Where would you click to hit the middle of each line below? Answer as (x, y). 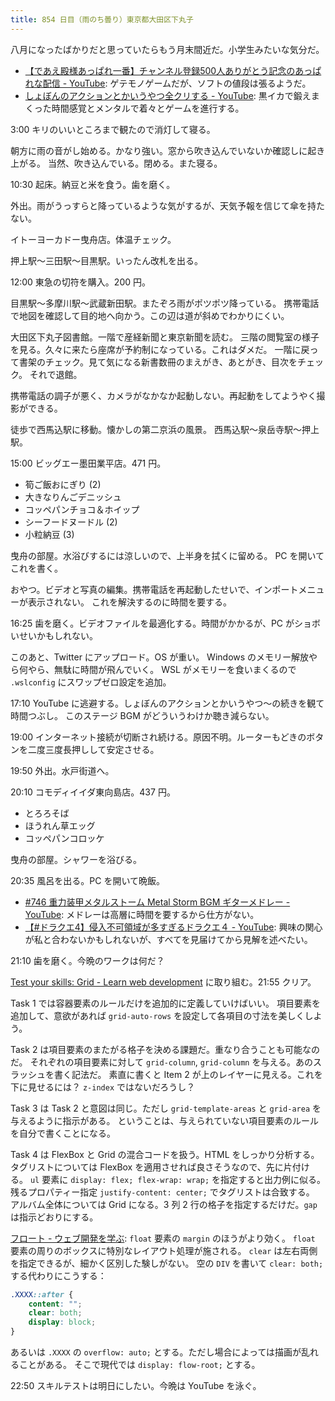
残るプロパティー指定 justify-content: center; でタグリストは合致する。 (162, 1192)
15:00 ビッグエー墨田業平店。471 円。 (88, 463)
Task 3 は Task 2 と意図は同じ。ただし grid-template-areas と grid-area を (166, 1108)
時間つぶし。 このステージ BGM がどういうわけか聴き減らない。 (142, 715)
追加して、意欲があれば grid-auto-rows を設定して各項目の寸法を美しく (157, 1015)
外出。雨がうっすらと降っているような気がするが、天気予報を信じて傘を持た (168, 205)
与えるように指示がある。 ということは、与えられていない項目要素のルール (165, 1120)
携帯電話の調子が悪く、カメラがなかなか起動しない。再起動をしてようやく (163, 395)
